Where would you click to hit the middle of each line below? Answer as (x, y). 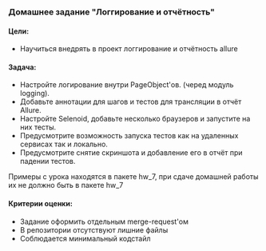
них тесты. (38, 127)
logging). (35, 94)
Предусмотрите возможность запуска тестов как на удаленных (129, 136)
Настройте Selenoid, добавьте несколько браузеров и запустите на (135, 119)
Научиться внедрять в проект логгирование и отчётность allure (129, 49)
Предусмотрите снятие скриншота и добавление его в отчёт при (131, 153)
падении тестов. (48, 161)
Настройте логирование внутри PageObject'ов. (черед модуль (127, 85)
